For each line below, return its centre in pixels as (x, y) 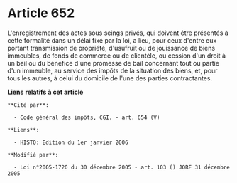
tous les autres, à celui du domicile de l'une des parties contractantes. (110, 78)
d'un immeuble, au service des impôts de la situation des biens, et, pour (112, 70)
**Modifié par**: (33, 155)
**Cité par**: (28, 105)
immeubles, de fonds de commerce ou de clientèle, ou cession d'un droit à (116, 56)
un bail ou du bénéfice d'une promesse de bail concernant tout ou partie (114, 63)
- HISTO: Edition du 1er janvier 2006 (71, 142)
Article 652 (41, 13)
